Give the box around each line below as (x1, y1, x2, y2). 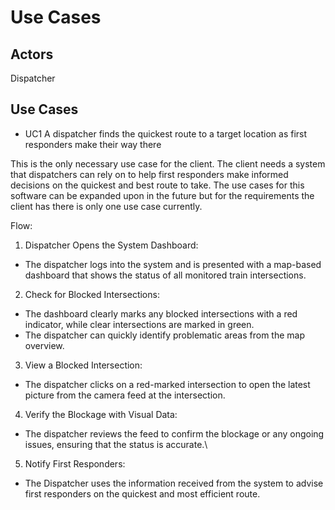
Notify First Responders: (24, 457, 126, 470)
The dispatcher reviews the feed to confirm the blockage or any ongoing (24, 427, 325, 440)
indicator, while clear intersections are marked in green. (24, 318, 255, 330)
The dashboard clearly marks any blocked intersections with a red (24, 307, 298, 320)
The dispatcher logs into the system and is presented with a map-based (24, 258, 322, 270)
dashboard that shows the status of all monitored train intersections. (24, 269, 307, 281)
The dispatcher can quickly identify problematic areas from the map (24, 329, 305, 341)
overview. (24, 339, 65, 351)
